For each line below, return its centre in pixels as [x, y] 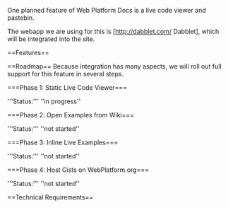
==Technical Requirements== [50, 197]
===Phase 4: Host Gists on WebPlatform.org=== [78, 170]
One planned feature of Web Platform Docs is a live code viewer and [107, 10]
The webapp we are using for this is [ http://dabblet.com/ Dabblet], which [113, 31]
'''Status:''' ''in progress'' [44, 101]
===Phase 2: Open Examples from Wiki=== [71, 115]
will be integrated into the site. [51, 39]
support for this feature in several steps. [66, 74]
